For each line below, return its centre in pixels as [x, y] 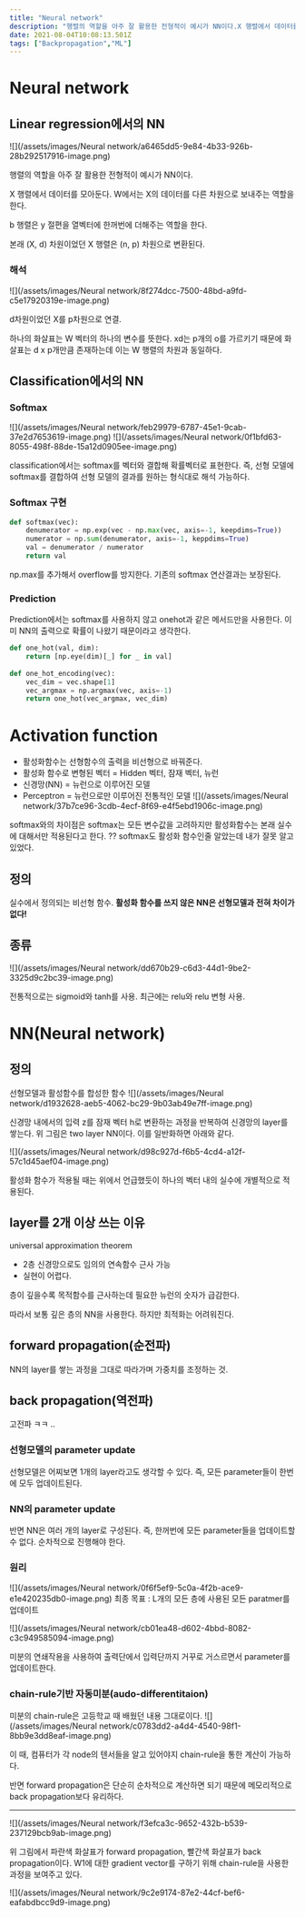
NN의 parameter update [63, 1508]
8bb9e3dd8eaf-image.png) [60, 1735]
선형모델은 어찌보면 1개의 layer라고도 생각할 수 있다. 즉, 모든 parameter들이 [143, 1471]
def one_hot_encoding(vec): [63, 673]
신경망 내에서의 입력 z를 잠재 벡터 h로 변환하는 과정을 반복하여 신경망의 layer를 [149, 1122]
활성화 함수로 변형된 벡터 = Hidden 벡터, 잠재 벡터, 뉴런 [121, 773]
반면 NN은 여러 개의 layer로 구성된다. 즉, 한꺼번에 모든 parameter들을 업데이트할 [152, 1530]
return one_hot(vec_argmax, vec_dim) [97, 699]
